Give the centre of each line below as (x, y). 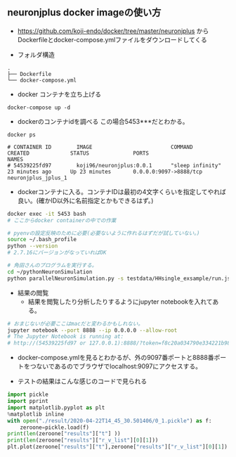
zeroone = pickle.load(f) (55, 427)
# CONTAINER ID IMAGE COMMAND (100, 147)
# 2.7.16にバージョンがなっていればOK (57, 253)
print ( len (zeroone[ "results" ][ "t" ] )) (64, 434)
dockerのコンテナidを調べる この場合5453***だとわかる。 (103, 121)
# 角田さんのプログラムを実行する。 (52, 266)
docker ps (22, 135)
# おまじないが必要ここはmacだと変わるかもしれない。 (76, 323)
